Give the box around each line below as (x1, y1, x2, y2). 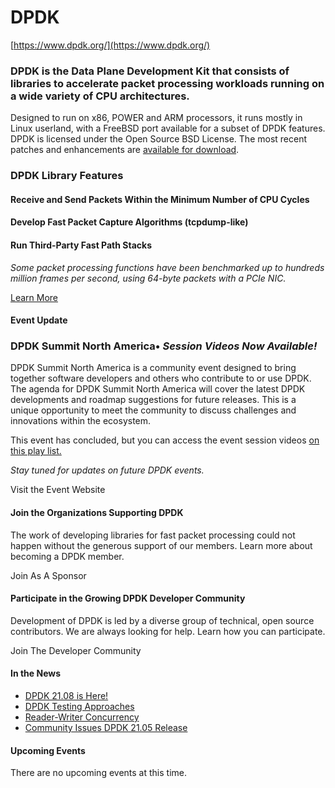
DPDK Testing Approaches (24, 701, 135, 713)
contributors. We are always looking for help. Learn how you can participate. (10, 625, 326, 637)
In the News (10, 667, 62, 680)
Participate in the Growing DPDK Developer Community (10, 592, 246, 605)
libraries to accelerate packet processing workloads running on (10, 76, 325, 90)
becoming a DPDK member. (10, 550, 125, 562)
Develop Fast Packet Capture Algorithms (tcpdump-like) (10, 216, 249, 228)
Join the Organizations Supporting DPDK (10, 507, 184, 519)
